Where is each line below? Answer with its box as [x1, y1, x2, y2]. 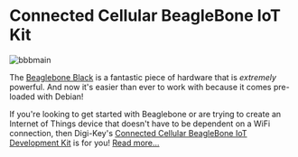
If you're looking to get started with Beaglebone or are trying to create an [9, 108, 282, 119]
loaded [9, 91, 36, 102]
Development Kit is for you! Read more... [9, 137, 160, 148]
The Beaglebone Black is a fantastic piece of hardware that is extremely [9, 71, 277, 82]
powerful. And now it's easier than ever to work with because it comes [9, 81, 272, 92]
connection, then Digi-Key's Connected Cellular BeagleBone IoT [9, 127, 247, 138]
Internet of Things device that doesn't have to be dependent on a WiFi [9, 118, 271, 129]
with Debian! [37, 91, 84, 102]
